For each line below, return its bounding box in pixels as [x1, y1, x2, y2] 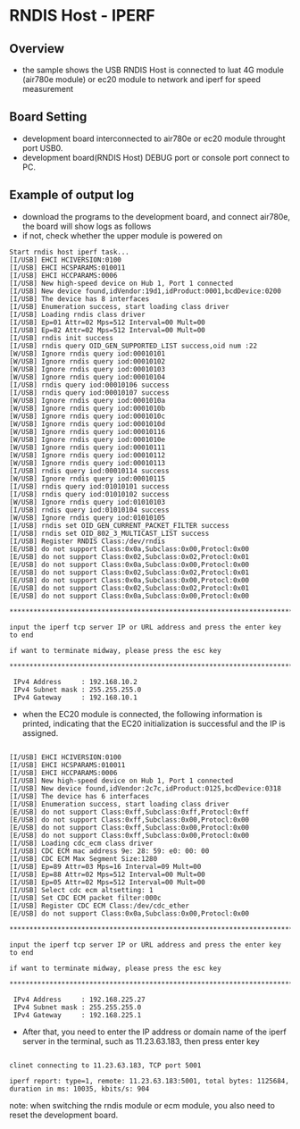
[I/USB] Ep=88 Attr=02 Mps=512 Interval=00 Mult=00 [9, 870, 205, 879]
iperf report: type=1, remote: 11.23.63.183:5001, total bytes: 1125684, [9, 1076, 290, 1085]
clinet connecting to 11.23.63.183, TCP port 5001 [9, 1060, 202, 1070]
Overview [9, 41, 65, 56]
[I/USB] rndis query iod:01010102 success [9, 489, 170, 498]
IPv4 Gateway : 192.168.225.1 [12, 1010, 142, 1019]
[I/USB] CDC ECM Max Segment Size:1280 [9, 854, 158, 863]
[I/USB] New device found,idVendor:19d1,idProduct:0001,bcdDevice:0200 [9, 287, 281, 296]
